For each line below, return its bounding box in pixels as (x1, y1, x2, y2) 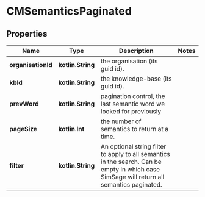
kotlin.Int (58, 125, 85, 133)
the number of (100, 117, 142, 126)
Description (118, 47, 154, 55)
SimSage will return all (100, 173, 165, 181)
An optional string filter (100, 142, 167, 151)
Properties (6, 29, 48, 39)
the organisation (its (100, 57, 158, 65)
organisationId (9, 61, 53, 69)
